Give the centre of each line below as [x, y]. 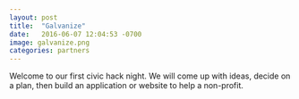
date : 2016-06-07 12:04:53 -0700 [76, 34]
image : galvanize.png [50, 42]
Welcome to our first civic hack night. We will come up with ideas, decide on [150, 76]
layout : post [34, 17]
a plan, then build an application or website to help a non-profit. [127, 86]
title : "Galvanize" [48, 26]
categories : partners [50, 51]
